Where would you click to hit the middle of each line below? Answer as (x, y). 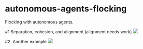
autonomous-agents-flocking (66, 9)
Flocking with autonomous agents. (39, 22)
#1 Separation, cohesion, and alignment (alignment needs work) (68, 31)
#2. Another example (26, 41)
